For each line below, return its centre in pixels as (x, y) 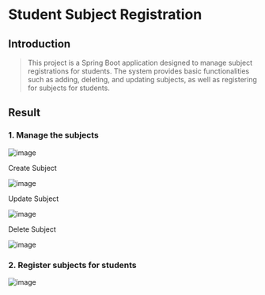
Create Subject (32, 168)
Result (25, 113)
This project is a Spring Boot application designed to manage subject (140, 62)
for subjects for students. (69, 88)
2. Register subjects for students (72, 265)
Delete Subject (32, 229)
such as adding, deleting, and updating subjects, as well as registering (142, 79)
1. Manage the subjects (53, 135)
